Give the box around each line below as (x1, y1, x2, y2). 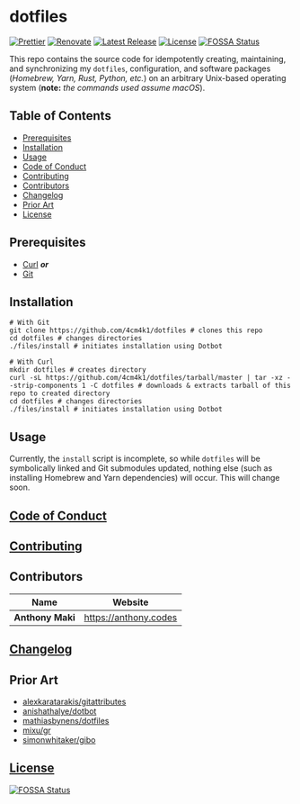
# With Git (9, 318, 50, 328)
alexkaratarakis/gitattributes (22, 696, 127, 707)
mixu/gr (22, 725, 51, 736)
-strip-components (9, 381, 78, 391)
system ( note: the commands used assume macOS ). (9, 82, 206, 93)
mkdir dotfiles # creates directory (9, 366, 146, 375)
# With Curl (9, 357, 54, 366)
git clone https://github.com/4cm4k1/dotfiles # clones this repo (9, 326, 263, 335)
